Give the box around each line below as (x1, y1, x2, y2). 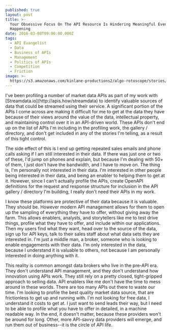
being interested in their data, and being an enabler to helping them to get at (5, 172, 165, 178)
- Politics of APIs (10, 59, 51, 65)
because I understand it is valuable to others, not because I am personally (5, 247, 160, 253)
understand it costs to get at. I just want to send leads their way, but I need (5, 300, 162, 306)
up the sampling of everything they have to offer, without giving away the (5, 209, 159, 215)
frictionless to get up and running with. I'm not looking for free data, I (5, 294, 150, 300)
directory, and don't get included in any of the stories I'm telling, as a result (5, 130, 163, 136)
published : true (5, 7, 40, 13)
